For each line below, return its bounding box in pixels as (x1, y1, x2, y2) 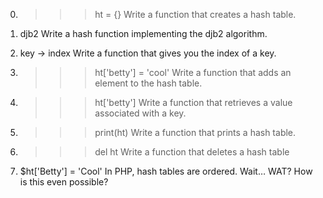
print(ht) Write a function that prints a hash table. (94, 127, 297, 138)
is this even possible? (19, 176, 109, 188)
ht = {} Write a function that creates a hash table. (94, 9, 297, 20)
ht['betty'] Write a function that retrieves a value (94, 97, 293, 108)
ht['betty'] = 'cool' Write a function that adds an (94, 67, 292, 78)
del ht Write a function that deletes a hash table (94, 146, 290, 158)
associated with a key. (94, 107, 187, 119)
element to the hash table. (94, 77, 203, 89)
